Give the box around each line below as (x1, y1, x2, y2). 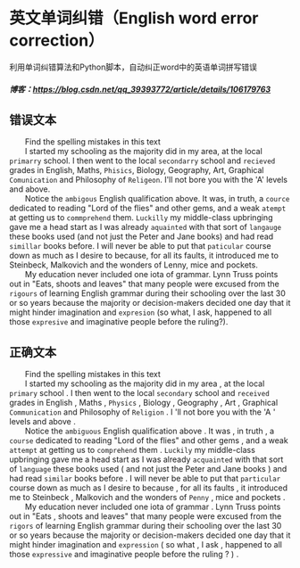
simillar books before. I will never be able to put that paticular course (9, 241, 271, 251)
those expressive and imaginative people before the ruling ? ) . (9, 549, 239, 560)
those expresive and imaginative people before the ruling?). (9, 317, 229, 327)
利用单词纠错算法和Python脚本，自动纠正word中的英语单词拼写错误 (9, 62, 257, 72)
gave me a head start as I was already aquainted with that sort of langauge (9, 222, 282, 233)
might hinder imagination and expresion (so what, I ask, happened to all (9, 307, 272, 317)
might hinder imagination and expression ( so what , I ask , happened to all (9, 539, 283, 550)
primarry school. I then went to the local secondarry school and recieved (9, 155, 276, 166)
